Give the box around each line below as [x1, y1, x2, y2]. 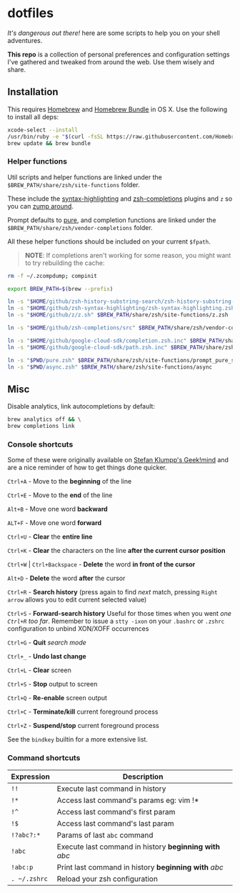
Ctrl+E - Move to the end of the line [7, 491, 113, 499]
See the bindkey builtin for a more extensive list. [7, 735, 149, 744]
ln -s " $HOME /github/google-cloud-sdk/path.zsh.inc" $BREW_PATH [7, 344, 203, 351]
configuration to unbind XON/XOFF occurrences [7, 624, 149, 633]
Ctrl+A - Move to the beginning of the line [7, 477, 132, 486]
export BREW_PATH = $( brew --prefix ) [7, 285, 114, 292]
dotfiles [7, 5, 54, 21]
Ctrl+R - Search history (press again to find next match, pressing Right [7, 588, 218, 597]
